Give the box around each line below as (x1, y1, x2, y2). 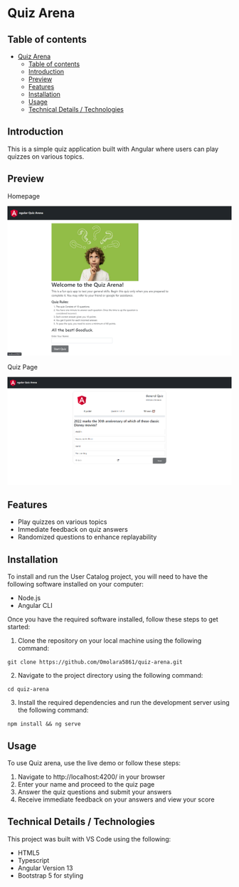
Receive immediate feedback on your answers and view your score (17, 795, 215, 804)
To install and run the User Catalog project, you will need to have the (7, 572, 208, 581)
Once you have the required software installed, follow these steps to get (7, 615, 218, 624)
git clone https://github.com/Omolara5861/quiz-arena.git (7, 658, 183, 666)
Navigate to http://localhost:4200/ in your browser (17, 772, 166, 781)
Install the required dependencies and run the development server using (17, 698, 230, 707)
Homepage (7, 191, 41, 200)
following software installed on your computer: (7, 580, 144, 589)
